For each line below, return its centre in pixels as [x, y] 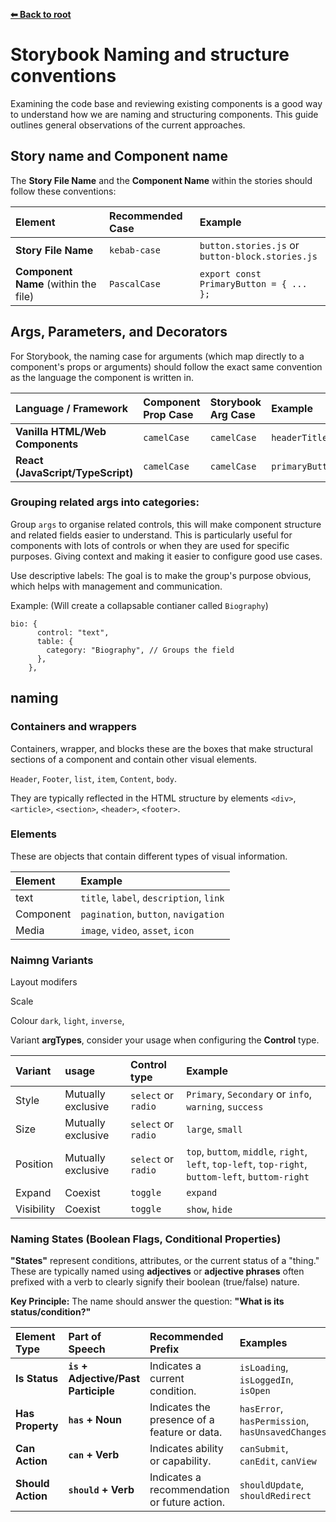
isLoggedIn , [266, 1380]
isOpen [255, 1391]
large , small [214, 1129]
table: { [55, 641]
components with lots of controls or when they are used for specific [150, 545]
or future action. [187, 1502]
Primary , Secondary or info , [249, 1094]
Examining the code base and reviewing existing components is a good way [166, 103]
